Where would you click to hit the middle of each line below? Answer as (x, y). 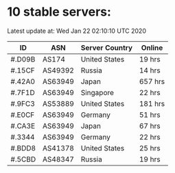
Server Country (106, 47)
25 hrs (150, 148)
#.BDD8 (23, 148)
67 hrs (150, 126)
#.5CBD (23, 159)
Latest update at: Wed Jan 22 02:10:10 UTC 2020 (77, 31)
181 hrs (152, 103)
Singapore (97, 92)
